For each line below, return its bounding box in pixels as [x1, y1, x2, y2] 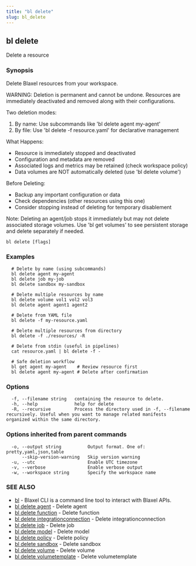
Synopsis [6, 66, 33, 74]
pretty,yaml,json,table [6, 449, 65, 455]
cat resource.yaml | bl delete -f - [11, 348, 101, 354]
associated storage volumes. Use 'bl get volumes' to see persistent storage [6, 221, 188, 228]
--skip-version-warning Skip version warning [21, 454, 141, 460]
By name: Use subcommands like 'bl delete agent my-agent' [14, 120, 161, 127]
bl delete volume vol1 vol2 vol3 [11, 297, 93, 302]
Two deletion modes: [6, 108, 57, 116]
